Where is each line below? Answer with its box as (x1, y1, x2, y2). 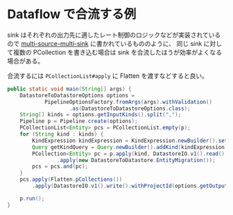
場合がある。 (7, 56, 44, 65)
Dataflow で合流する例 (7, 6, 137, 22)
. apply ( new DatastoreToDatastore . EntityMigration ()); (56, 157, 216, 164)
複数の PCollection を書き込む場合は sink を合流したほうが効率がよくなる (12, 48, 222, 56)
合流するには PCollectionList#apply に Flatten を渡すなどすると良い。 (7, 71, 209, 80)
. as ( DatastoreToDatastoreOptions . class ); (69, 105, 191, 112)
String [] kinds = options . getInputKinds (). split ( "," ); (19, 111, 182, 118)
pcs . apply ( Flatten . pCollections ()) (19, 176, 123, 183)
